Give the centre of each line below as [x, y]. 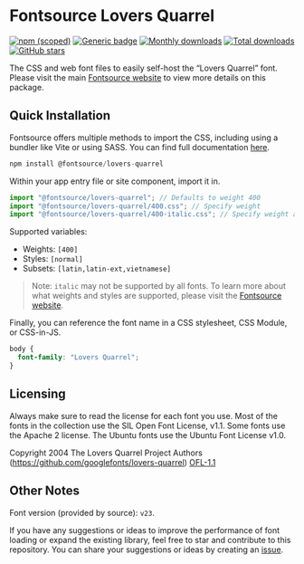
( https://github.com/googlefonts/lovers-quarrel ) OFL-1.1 [113, 462]
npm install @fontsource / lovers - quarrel [87, 164]
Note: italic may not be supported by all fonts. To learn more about [159, 286]
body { [22, 349]
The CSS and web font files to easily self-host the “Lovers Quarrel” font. [143, 68]
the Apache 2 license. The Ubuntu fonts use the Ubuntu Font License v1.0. [148, 435]
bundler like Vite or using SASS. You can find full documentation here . [139, 147]
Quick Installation [60, 115]
